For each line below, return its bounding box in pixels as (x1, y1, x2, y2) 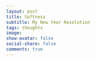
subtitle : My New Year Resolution (6, 19, 91, 25)
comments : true (6, 46, 43, 52)
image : (6, 30, 22, 36)
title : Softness (6, 14, 46, 20)
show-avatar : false (6, 35, 54, 41)
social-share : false (6, 41, 57, 47)
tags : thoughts (6, 24, 43, 31)
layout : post (6, 8, 38, 15)
